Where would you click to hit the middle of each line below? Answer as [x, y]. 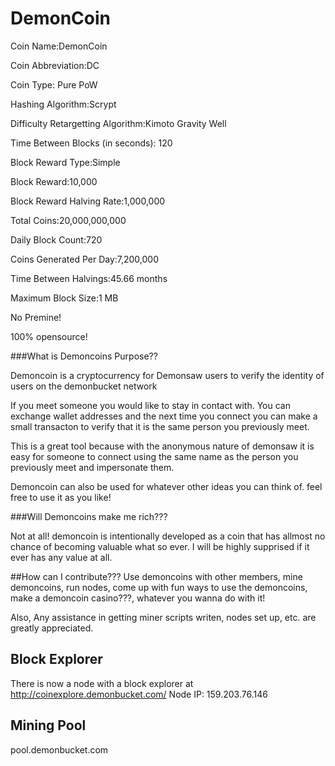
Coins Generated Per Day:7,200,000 [85, 259]
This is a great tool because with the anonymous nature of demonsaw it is [162, 446]
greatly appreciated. [52, 628]
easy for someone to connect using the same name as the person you [154, 456]
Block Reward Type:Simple [65, 162]
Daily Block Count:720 [56, 239]
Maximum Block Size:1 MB [64, 298]
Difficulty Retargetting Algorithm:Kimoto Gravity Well [118, 123]
